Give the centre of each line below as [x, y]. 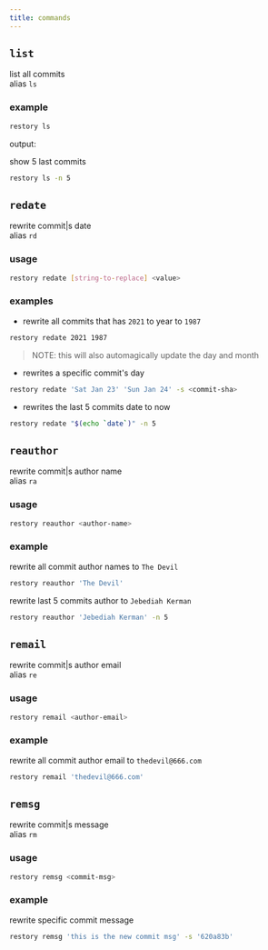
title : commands [40, 18]
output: [23, 144]
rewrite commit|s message [59, 825]
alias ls [24, 84]
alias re [24, 675]
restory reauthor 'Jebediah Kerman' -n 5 [89, 617]
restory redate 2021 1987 [58, 337]
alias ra [24, 481]
